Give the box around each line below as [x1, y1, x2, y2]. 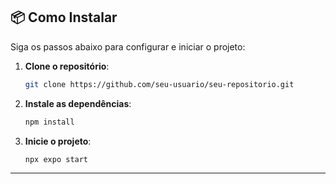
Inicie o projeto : [24, 135, 92, 147]
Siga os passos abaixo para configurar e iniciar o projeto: [10, 40, 246, 53]
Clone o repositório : [24, 60, 110, 72]
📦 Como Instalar [10, 9, 118, 26]
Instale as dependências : [24, 97, 132, 109]
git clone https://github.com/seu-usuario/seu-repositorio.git [24, 79, 295, 89]
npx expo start [24, 154, 89, 164]
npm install [24, 117, 75, 127]
